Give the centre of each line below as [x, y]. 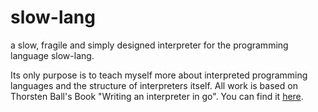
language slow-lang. [52, 55]
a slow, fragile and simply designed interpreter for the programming [149, 45]
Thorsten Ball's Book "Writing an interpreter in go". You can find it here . [157, 96]
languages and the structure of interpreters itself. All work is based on [154, 85]
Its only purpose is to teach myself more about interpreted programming [159, 75]
